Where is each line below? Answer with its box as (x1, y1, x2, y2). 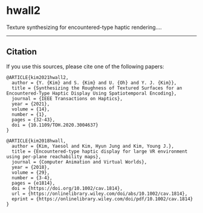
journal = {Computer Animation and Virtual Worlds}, (11, 159, 147, 165)
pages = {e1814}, (11, 180, 56, 186)
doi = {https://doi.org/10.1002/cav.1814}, (11, 185, 123, 191)
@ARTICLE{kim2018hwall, (6, 138, 66, 144)
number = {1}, (11, 111, 47, 118)
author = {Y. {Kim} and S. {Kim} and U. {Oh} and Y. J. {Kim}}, (11, 80, 177, 86)
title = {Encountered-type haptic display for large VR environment (11, 148, 188, 154)
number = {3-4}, (11, 174, 53, 181)
